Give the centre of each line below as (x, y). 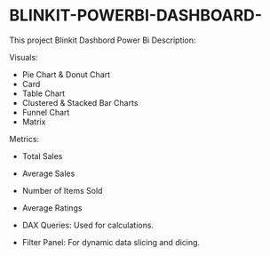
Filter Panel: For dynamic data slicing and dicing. (111, 242)
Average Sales (48, 173)
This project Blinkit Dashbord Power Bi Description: (103, 40)
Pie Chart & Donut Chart (66, 74)
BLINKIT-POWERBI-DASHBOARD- (136, 16)
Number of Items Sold (62, 190)
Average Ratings (52, 208)
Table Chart (44, 93)
